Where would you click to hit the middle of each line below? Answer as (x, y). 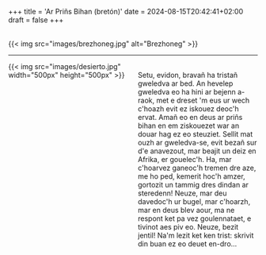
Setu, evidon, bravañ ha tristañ (188, 75)
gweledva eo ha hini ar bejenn (187, 92)
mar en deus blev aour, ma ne (186, 210)
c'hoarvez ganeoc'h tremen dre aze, (197, 168)
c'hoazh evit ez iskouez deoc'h (188, 109)
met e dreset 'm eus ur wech (203, 100)
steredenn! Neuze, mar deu (182, 193)
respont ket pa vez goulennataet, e (195, 218)
